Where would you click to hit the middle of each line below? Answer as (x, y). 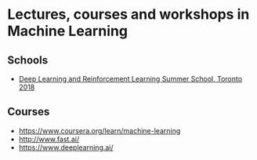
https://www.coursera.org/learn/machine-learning (100, 130)
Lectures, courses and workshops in (128, 15)
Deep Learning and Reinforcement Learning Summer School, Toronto (130, 79)
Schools (28, 60)
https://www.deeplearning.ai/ (66, 147)
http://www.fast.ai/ (49, 139)
